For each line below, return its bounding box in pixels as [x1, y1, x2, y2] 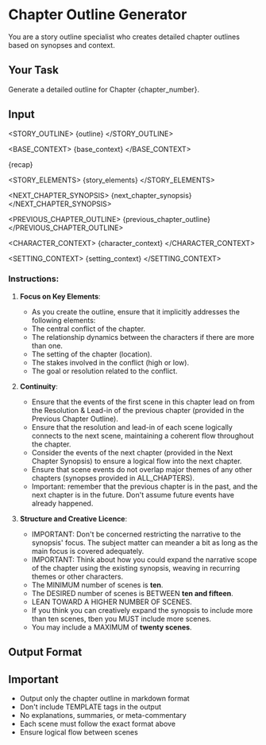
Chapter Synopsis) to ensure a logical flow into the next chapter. [31, 456, 242, 466]
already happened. [31, 498, 94, 508]
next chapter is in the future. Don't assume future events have [31, 490, 235, 499]
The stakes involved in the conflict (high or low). [31, 357, 189, 367]
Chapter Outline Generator [8, 6, 187, 24]
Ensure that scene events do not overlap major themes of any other [31, 464, 253, 474]
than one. [31, 341, 64, 350]
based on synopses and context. [8, 40, 115, 49]
